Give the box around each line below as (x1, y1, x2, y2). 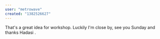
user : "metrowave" (5, 7, 42, 12)
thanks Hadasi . (5, 29, 36, 35)
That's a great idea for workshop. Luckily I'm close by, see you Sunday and (5, 24, 155, 30)
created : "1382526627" (5, 11, 51, 16)
